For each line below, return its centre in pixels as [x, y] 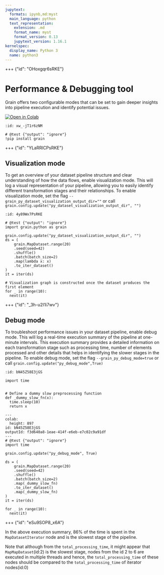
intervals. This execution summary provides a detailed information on [90, 342]
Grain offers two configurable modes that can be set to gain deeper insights [82, 102]
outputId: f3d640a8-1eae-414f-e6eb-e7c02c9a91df [56, 432]
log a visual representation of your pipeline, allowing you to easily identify [79, 185]
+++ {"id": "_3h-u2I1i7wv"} [32, 305]
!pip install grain [25, 139]
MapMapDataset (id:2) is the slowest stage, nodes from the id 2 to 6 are [75, 552]
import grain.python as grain [36, 227]
